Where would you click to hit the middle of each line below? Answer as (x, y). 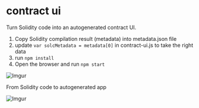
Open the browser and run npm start (60, 64)
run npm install (34, 58)
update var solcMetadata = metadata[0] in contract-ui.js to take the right (104, 45)
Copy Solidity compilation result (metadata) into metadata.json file (96, 39)
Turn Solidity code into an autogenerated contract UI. (71, 27)
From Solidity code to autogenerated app (56, 87)
